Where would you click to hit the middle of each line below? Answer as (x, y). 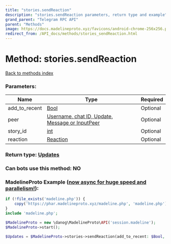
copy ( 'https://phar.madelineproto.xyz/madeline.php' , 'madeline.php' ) (91, 204)
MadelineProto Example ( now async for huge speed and (76, 182)
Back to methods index (29, 73)
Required (152, 100)
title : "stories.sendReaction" (38, 10)
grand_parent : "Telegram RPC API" (42, 19)
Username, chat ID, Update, (80, 116)
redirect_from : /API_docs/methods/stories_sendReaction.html (72, 34)
